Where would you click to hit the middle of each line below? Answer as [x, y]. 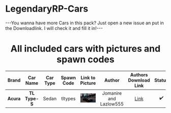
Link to [88, 78]
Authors [139, 75]
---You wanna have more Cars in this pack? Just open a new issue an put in [85, 23]
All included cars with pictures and [85, 49]
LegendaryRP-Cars [47, 9]
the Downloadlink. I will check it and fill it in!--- [54, 28]
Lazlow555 [112, 104]
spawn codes [85, 60]
